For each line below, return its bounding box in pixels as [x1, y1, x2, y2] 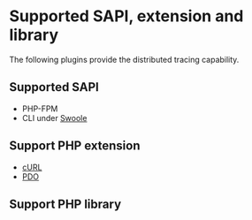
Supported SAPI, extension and [9, 6, 244, 27]
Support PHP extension [9, 139, 141, 154]
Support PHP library [9, 196, 122, 211]
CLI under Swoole [21, 112, 88, 123]
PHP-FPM [21, 103, 58, 114]
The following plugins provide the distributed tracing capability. [9, 54, 240, 64]
